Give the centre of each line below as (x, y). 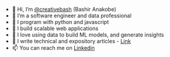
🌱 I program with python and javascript (60, 22)
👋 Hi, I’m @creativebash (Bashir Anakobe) (64, 9)
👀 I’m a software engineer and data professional (72, 16)
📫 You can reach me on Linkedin (53, 48)
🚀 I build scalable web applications (55, 28)
